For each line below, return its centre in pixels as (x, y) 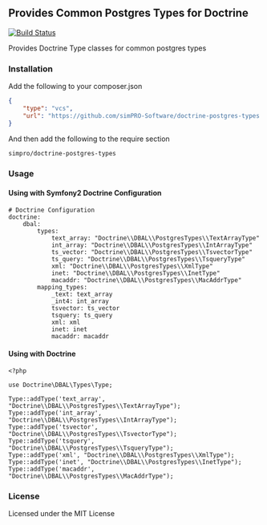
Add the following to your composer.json (75, 87)
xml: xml (66, 322)
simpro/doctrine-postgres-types (62, 153)
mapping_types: (63, 287)
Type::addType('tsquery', (51, 441)
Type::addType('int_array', (55, 413)
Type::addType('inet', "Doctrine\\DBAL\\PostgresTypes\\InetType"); (125, 462)
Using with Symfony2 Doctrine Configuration (85, 193)
